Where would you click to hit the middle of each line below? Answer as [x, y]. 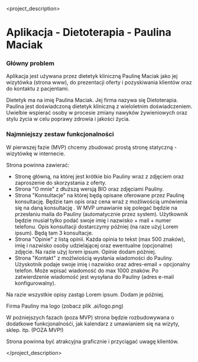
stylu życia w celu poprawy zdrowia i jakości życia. [68, 119]
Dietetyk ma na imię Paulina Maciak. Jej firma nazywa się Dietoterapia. [92, 100]
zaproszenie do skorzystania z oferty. [61, 182]
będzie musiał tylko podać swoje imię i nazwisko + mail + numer [93, 220]
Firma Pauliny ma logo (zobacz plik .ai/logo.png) [65, 306]
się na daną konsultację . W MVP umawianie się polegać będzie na [96, 208]
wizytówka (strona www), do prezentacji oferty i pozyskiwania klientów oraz [99, 83]
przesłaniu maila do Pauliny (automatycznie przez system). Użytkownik [101, 214]
